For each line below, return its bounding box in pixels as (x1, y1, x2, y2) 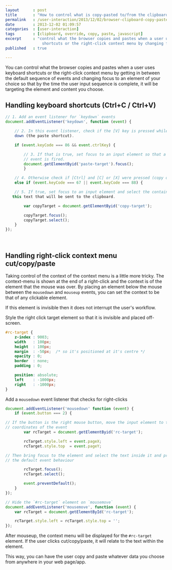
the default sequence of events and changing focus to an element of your (5, 75, 161, 81)
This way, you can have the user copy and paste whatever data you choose (5, 554, 165, 560)
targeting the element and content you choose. (5, 86, 104, 92)
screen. (5, 320, 21, 326)
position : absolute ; (14, 372, 58, 378)
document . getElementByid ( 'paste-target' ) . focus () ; (24, 161, 134, 167)
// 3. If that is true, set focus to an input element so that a (24, 152, 166, 157)
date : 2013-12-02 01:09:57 (5, 22, 81, 27)
